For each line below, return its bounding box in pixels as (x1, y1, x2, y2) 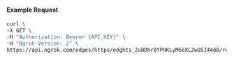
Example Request (6, 6, 59, 14)
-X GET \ (6, 28, 32, 34)
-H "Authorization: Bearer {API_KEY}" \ (6, 33, 126, 41)
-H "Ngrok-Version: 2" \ (6, 40, 79, 47)
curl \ (6, 21, 26, 28)
